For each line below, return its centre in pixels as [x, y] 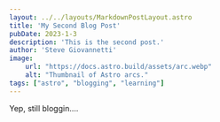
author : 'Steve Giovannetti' [63, 50]
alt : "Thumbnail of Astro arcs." [87, 75]
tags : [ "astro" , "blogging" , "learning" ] [87, 83]
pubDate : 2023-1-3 [43, 34]
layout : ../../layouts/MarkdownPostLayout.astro [101, 17]
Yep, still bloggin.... [44, 108]
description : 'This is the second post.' [87, 42]
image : [21, 58]
